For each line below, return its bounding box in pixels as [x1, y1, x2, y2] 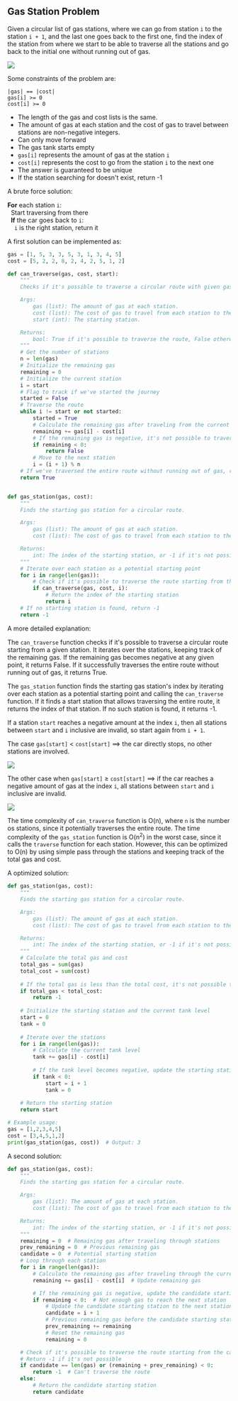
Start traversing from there [10, 208, 89, 217]
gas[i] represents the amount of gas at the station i [17, 151, 170, 159]
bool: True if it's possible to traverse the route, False [33, 335, 211, 343]
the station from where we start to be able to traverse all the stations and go [7, 39, 229, 48]
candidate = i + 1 [45, 1309, 100, 1316]
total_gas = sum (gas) [20, 961, 84, 969]
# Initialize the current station [20, 375, 122, 382]
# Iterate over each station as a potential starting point [20, 565, 201, 572]
